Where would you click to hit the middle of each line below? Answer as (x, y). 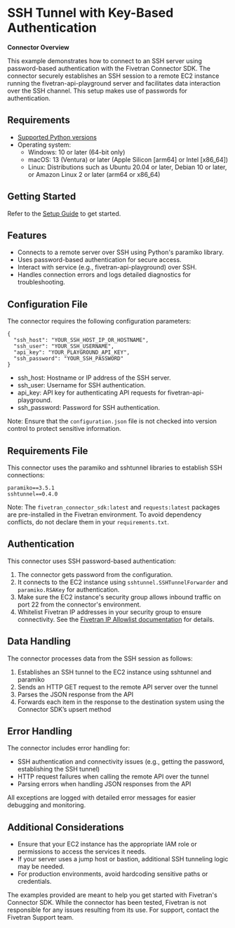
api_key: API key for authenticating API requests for (92, 393)
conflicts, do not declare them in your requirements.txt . (88, 522)
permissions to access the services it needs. (82, 851)
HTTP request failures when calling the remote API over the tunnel (113, 776)
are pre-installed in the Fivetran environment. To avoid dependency (105, 515)
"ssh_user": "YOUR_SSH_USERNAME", (64, 346)
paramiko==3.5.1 (31, 488)
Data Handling (39, 641)
